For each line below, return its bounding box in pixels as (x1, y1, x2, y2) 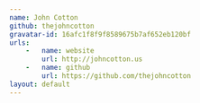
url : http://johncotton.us (41, 55, 143, 64)
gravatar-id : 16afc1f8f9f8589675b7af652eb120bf (9, 30, 192, 39)
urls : (9, 38, 30, 47)
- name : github (25, 64, 91, 73)
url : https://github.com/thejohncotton (41, 72, 192, 81)
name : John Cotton (9, 13, 78, 22)
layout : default (9, 80, 70, 89)
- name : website (25, 47, 95, 56)
